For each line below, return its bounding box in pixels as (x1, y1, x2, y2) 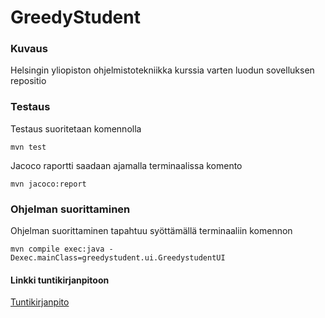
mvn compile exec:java (10, 244, 105, 255)
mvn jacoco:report (10, 179, 87, 189)
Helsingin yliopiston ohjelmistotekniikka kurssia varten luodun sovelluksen (10, 64, 315, 76)
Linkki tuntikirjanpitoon (10, 274, 110, 286)
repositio (10, 75, 47, 87)
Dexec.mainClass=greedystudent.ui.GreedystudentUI (10, 253, 226, 263)
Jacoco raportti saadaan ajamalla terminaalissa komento (10, 159, 243, 171)
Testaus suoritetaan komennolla (10, 122, 142, 135)
